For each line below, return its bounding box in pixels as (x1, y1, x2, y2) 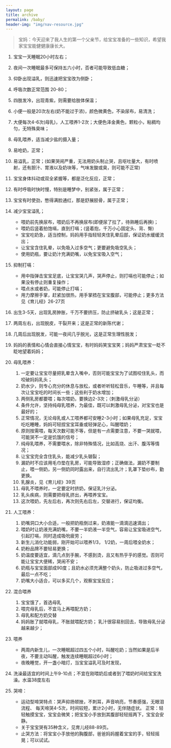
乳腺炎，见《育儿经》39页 (20, 479, 76, 485)
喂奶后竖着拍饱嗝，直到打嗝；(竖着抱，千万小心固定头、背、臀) (20, 225, 154, 232)
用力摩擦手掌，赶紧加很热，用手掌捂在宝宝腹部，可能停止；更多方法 (20, 292, 164, 298)
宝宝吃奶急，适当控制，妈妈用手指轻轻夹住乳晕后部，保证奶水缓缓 (20, 232, 160, 238)
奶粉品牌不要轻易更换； (20, 546, 70, 552)
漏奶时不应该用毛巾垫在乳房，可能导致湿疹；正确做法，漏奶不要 (20, 460, 155, 466)
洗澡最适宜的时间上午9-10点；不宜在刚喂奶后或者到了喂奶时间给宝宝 (13, 671, 157, 677)
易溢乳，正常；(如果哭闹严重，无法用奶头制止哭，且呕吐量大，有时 (13, 158, 154, 164)
